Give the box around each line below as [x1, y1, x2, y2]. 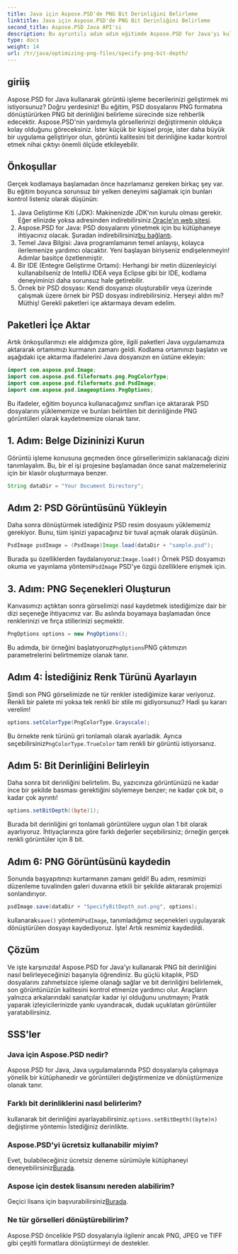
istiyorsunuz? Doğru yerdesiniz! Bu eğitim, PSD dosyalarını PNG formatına [7, 102, 223, 111]
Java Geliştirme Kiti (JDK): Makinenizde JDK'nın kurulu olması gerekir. [17, 208, 222, 217]
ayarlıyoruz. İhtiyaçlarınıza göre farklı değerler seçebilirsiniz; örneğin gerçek [7, 827, 229, 836]
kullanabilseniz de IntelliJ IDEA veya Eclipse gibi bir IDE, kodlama [17, 269, 207, 277]
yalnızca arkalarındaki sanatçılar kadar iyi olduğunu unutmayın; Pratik [7, 993, 210, 1001]
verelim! [7, 705, 31, 713]
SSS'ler [7, 1029, 41, 1041]
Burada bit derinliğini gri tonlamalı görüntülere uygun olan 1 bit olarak [7, 820, 208, 829]
